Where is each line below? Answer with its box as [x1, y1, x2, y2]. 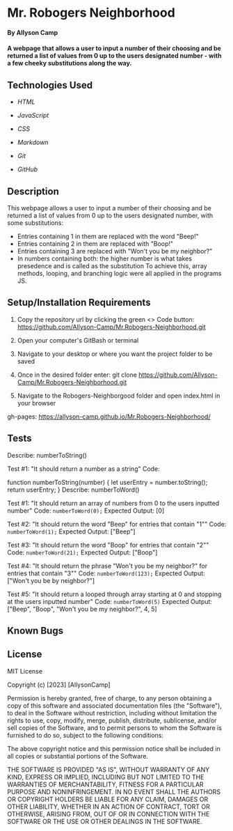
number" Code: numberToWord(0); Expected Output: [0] [7, 506, 165, 515]
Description [7, 185, 59, 197]
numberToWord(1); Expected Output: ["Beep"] [7, 527, 136, 536]
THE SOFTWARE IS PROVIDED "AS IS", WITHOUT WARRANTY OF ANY [7, 765, 210, 774]
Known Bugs [7, 625, 64, 637]
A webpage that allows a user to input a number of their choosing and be [7, 44, 221, 53]
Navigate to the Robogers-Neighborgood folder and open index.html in [17, 391, 220, 400]
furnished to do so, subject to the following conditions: [7, 731, 163, 739]
